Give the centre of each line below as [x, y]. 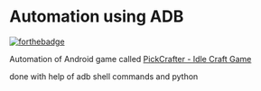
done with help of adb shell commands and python [104, 76]
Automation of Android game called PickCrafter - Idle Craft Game [130, 59]
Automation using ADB [97, 17]
